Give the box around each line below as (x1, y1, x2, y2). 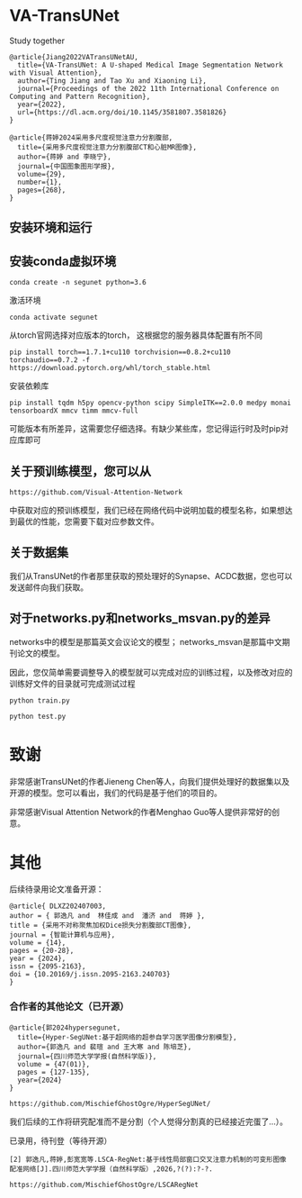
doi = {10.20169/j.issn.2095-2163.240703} (9, 970, 171, 979)
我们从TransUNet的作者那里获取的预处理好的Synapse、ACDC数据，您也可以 (9, 570, 293, 581)
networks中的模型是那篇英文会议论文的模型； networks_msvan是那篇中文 (9, 636, 283, 647)
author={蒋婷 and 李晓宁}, (17, 152, 112, 161)
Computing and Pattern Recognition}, (9, 92, 151, 101)
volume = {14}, (9, 939, 67, 948)
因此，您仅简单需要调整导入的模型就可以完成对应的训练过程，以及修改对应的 (9, 667, 293, 677)
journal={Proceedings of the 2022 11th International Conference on (17, 84, 280, 93)
